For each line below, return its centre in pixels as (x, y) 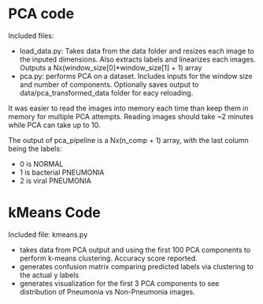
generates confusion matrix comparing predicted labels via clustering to (137, 266)
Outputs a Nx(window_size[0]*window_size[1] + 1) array (111, 67)
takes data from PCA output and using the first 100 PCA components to (135, 250)
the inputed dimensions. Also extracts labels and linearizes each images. (137, 59)
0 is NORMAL (41, 163)
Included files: (31, 36)
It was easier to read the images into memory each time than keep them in (129, 108)
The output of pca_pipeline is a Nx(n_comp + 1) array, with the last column (129, 140)
